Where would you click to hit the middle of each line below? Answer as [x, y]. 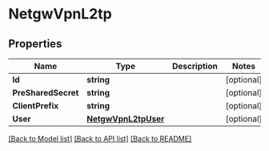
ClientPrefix [36, 106]
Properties [35, 44]
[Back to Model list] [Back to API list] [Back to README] [100, 139]
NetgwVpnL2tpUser [126, 119]
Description [195, 66]
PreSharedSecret [46, 93]
